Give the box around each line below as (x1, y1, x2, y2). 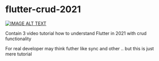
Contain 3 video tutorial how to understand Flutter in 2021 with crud (5, 30, 147, 36)
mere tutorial (5, 51, 32, 57)
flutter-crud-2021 (5, 4, 81, 15)
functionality (5, 36, 31, 42)
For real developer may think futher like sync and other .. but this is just (5, 45, 154, 51)
